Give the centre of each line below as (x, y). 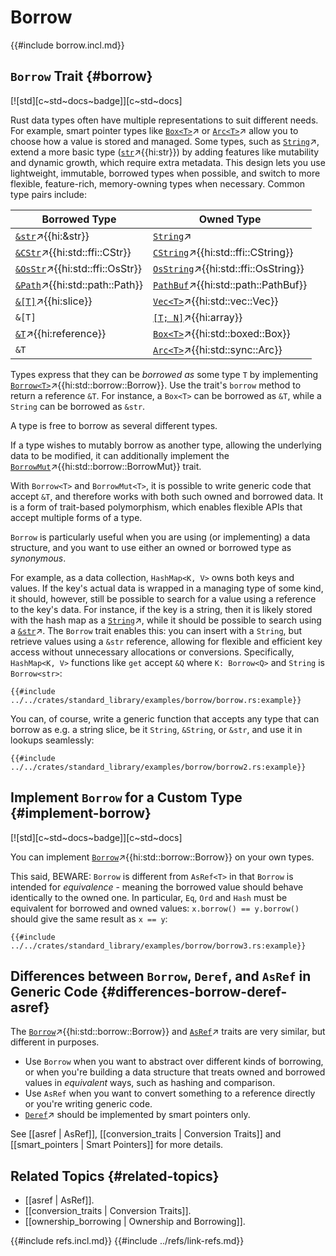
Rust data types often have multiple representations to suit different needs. (164, 120)
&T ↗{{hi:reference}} (61, 333)
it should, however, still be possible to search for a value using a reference (163, 598)
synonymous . (38, 558)
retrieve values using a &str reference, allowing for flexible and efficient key (166, 641)
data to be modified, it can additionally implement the (120, 455)
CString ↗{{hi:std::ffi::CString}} (223, 252)
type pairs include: (49, 194)
